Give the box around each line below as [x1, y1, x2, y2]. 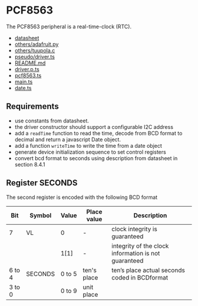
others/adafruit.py [14, 41, 59, 48]
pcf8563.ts [14, 72, 42, 79]
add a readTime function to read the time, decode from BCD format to [14, 129, 183, 137]
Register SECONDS [6, 178, 78, 188]
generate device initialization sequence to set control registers [14, 148, 166, 155]
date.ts [14, 84, 32, 91]
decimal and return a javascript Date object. [14, 136, 121, 143]
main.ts [14, 78, 33, 85]
